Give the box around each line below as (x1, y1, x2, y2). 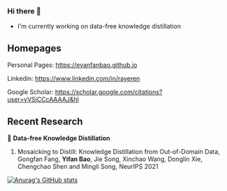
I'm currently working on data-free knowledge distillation (17, 22, 182, 31)
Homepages (7, 42, 61, 54)
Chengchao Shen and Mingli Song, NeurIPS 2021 (17, 162, 159, 170)
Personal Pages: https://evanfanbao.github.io (7, 61, 138, 69)
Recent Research (7, 115, 83, 128)
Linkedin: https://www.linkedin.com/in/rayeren (7, 75, 140, 83)
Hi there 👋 (7, 6, 42, 16)
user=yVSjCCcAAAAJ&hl (7, 95, 79, 104)
